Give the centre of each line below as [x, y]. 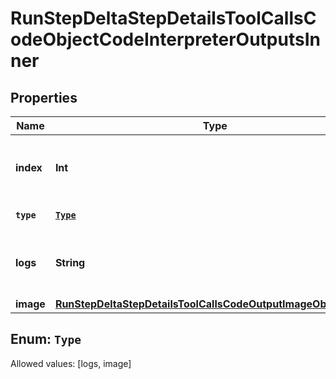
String [70, 262]
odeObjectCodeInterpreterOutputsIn [165, 39]
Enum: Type [46, 339]
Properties [44, 97]
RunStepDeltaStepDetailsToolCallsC [163, 18]
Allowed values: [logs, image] [71, 363]
